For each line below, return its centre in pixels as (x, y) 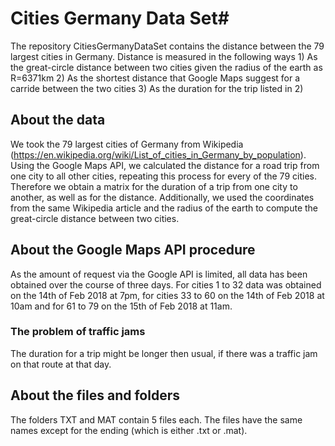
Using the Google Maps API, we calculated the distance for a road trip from (165, 165)
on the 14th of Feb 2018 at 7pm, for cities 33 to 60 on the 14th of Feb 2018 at (167, 295)
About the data (58, 120)
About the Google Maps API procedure (133, 250)
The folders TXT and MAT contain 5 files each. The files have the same (156, 419)
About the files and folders (95, 395)
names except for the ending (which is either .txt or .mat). (129, 430)
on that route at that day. (61, 364)
